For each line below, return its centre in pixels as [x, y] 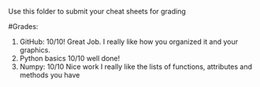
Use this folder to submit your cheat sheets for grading [97, 11]
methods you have [50, 75]
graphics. [35, 50]
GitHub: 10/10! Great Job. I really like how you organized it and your [129, 42]
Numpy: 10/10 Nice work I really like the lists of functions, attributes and [136, 67]
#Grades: [23, 26]
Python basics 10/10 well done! [70, 58]
